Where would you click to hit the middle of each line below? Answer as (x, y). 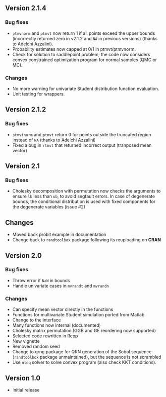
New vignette (26, 341)
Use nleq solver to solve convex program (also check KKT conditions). (84, 362)
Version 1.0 (23, 378)
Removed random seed (36, 347)
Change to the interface (36, 320)
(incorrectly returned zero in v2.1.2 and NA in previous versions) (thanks (85, 38)
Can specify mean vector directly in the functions (63, 309)
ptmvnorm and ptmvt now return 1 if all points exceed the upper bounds (83, 33)
